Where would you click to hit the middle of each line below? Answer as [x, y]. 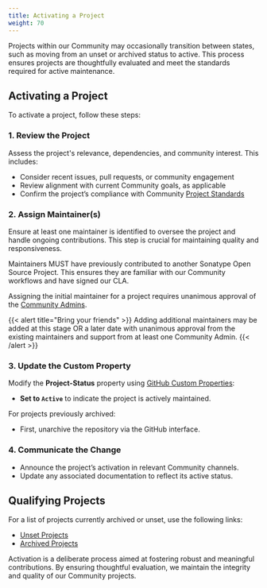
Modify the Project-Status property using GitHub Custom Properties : [122, 383]
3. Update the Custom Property [70, 366]
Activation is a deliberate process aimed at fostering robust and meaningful [132, 559]
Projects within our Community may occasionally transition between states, [132, 45]
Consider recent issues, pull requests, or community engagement [127, 176]
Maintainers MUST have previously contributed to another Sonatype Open [130, 264]
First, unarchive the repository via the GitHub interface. [110, 429]
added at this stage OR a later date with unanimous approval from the [122, 328]
